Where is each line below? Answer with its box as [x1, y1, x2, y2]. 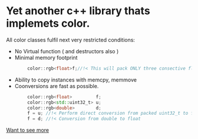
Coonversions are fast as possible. [14, 82, 99, 89]
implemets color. [6, 17, 90, 30]
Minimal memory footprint [14, 54, 78, 61]
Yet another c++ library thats [6, 4, 150, 18]
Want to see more [6, 127, 49, 134]
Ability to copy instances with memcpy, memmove [14, 76, 137, 83]
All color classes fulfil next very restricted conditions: [6, 36, 136, 43]
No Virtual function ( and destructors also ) [14, 47, 119, 54]
